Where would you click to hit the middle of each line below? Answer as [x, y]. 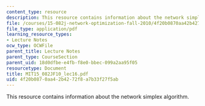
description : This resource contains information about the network [95, 18]
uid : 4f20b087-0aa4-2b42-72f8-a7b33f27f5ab [63, 79]
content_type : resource [37, 12]
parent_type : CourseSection [42, 57]
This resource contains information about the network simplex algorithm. [98, 97]
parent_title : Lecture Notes [43, 51]
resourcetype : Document [37, 68]
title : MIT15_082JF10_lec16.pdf [47, 74]
